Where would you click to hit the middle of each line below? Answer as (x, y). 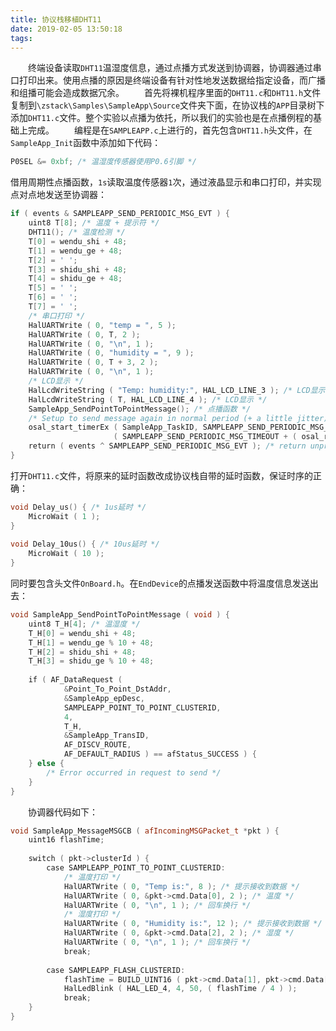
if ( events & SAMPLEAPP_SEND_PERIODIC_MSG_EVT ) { (120, 214)
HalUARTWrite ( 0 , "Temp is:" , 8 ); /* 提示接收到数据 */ (181, 886)
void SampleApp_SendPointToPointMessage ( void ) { (120, 615)
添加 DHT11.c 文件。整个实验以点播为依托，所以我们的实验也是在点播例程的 (162, 118)
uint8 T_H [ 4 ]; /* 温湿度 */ (84, 624)
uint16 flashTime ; (66, 840)
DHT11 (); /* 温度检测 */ (77, 232)
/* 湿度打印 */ (92, 914)
